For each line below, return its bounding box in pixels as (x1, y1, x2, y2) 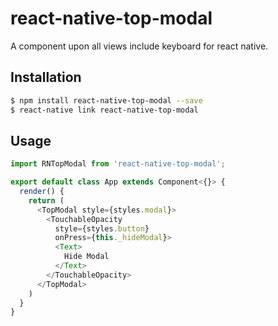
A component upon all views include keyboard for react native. (10, 40, 269, 52)
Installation (10, 69, 82, 86)
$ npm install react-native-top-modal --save (10, 95, 203, 106)
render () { (19, 187, 65, 197)
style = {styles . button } (54, 223, 150, 234)
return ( (28, 195, 65, 206)
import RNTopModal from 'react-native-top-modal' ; (10, 159, 226, 169)
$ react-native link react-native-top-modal (10, 105, 199, 115)
